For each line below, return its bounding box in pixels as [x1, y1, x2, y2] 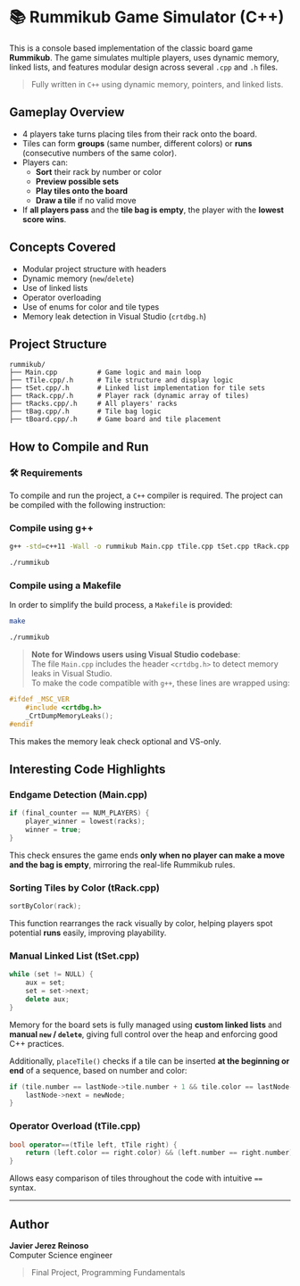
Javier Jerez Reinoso [9, 1240, 89, 1251]
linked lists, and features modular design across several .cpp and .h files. [9, 62, 279, 72]
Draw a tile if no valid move [35, 195, 137, 205]
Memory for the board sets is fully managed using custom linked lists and [9, 1019, 283, 1030]
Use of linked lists [21, 282, 88, 293]
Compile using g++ [9, 521, 94, 534]
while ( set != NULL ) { [9, 970, 94, 979]
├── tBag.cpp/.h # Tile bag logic [9, 407, 162, 416]
